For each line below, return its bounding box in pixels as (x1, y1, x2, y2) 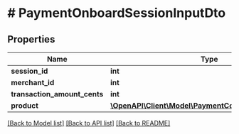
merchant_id (11, 78, 55, 87)
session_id (11, 66, 48, 76)
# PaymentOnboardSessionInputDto (7, 5, 226, 21)
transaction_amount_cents (11, 89, 104, 99)
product (11, 101, 39, 111)
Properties (7, 33, 55, 45)
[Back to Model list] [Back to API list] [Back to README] (7, 119, 171, 127)
